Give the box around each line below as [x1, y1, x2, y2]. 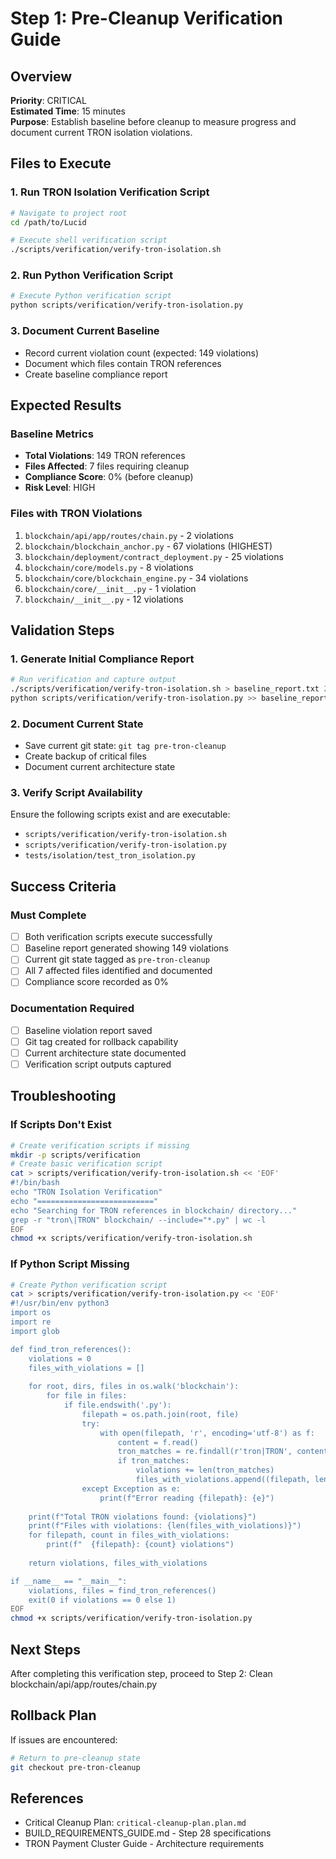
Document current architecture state [24, 761, 176, 773]
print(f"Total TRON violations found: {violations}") [28, 1512, 257, 1522]
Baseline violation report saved [24, 1024, 153, 1036]
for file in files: [46, 1391, 128, 1401]
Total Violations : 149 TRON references [24, 450, 186, 462]
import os [10, 1308, 52, 1318]
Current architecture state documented [24, 1047, 187, 1059]
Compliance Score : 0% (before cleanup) [24, 471, 194, 483]
